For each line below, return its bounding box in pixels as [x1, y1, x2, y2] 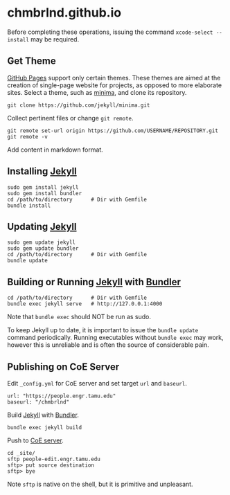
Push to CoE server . [7, 436, 64, 444]
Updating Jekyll [7, 220, 77, 233]
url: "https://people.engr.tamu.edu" [7, 393, 116, 399]
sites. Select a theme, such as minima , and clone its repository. [7, 88, 187, 96]
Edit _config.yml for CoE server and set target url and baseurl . [7, 379, 187, 387]
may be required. [30, 35, 80, 43]
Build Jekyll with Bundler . [7, 411, 80, 419]
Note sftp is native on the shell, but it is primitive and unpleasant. [7, 480, 193, 488]
